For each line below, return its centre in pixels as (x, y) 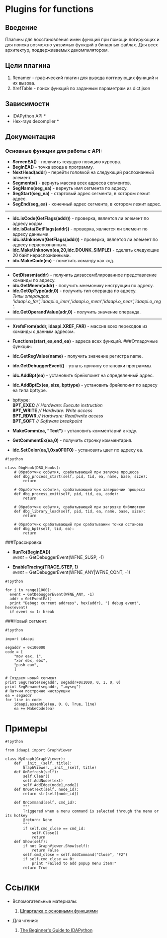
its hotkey (16, 816)
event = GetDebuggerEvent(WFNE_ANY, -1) (52, 595)
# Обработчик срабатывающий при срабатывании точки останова (79, 524)
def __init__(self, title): (43, 763)
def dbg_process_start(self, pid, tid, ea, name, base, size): (81, 477)
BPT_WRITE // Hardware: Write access (52, 411)
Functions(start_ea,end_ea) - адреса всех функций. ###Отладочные (85, 341)
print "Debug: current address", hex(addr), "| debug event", (75, 603)
